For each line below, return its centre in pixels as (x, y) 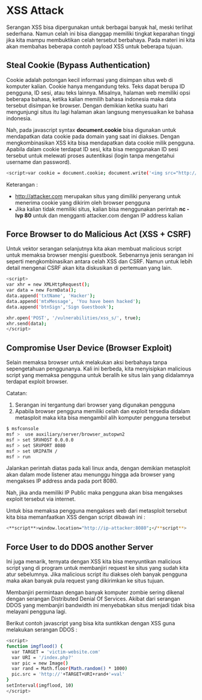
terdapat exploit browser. (37, 382)
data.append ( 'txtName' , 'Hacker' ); (51, 296)
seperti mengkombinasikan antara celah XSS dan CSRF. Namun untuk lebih (99, 261)
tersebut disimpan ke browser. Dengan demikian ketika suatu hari (87, 105)
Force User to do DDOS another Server (80, 547)
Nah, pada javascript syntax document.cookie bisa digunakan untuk (91, 130)
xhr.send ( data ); (26, 323)
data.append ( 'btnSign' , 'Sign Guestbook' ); (60, 307)
